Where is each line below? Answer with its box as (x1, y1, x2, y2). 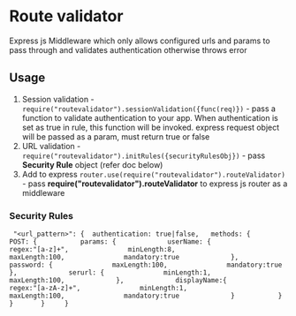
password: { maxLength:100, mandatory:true (9, 260, 283, 270)
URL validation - (21, 140, 81, 151)
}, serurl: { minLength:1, (9, 268, 212, 277)
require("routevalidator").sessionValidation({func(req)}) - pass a (21, 103, 277, 114)
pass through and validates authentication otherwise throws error (9, 44, 247, 55)
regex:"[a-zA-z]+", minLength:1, (9, 284, 188, 293)
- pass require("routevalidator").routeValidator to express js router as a (21, 178, 288, 189)
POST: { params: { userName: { (9, 237, 212, 246)
